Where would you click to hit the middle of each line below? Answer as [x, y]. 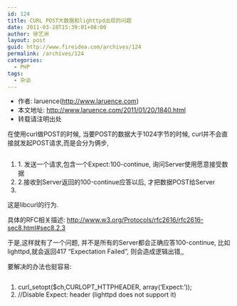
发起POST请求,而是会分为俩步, [64, 143]
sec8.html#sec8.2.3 [37, 228]
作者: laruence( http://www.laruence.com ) [78, 101]
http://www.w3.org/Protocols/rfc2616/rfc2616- [135, 220]
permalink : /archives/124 [46, 54]
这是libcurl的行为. [33, 205]
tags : [15, 73]
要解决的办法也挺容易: [40, 267]
